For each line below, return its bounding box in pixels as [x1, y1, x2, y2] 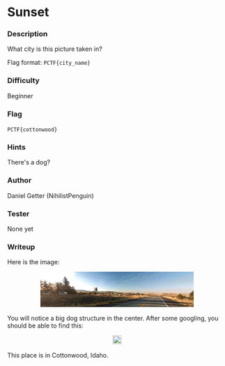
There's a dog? [7, 158, 51, 167]
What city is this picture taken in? [7, 45, 102, 53]
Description [7, 29, 48, 39]
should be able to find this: [7, 321, 84, 330]
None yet [7, 224, 33, 233]
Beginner [7, 91, 33, 100]
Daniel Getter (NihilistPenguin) [7, 191, 94, 199]
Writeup [7, 242, 36, 252]
